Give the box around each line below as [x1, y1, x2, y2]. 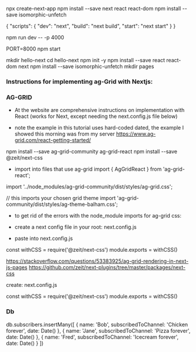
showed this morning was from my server [14, 130, 115, 137]
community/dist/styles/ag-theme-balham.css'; [6, 201, 118, 208]
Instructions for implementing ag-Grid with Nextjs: [6, 77, 153, 86]
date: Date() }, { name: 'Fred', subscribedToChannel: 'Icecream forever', [6, 333, 179, 340]
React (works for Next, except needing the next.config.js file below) [14, 113, 178, 120]
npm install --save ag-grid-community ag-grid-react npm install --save [6, 148, 177, 155]
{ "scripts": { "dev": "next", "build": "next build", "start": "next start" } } [6, 23, 176, 29]
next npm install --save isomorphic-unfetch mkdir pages [18, 63, 154, 70]
